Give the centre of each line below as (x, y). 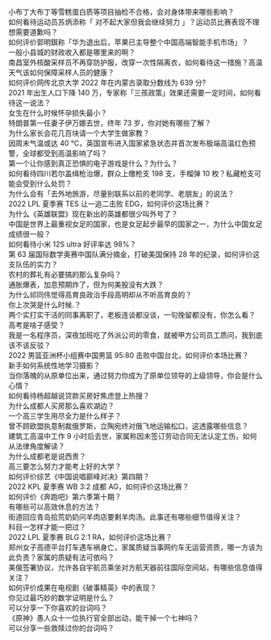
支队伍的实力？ (33, 264)
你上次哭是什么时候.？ (45, 305)
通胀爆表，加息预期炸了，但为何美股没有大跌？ (86, 284)
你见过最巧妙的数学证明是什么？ (61, 598)
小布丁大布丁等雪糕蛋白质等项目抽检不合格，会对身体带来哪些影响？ (121, 12)
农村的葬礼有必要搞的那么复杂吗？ (65, 274)
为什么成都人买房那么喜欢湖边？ (61, 406)
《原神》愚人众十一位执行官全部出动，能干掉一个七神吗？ (104, 618)
